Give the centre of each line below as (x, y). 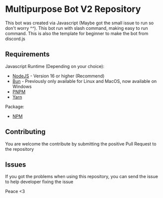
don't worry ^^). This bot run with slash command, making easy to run (77, 28)
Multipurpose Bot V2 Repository (73, 9)
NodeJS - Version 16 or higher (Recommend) (58, 76)
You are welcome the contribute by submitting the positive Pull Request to (81, 144)
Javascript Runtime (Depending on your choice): (55, 66)
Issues (16, 165)
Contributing (25, 132)
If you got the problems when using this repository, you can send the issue (81, 177)
